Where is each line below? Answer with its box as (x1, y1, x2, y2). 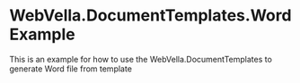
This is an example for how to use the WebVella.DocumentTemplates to (9, 54, 272, 64)
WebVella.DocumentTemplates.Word (9, 5, 292, 26)
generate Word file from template (9, 63, 133, 74)
